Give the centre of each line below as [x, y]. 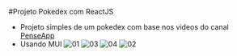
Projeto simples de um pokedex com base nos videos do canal [124, 27]
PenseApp [37, 36]
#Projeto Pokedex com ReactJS [61, 12]
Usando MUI [41, 44]
